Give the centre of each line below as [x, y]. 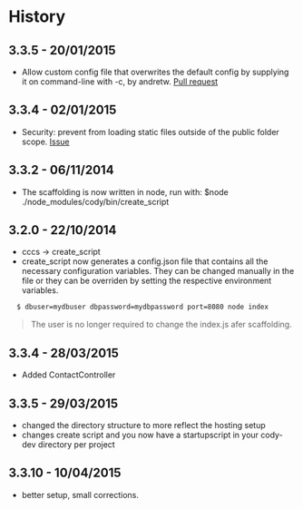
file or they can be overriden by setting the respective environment [147, 281]
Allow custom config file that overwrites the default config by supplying [155, 72]
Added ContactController [68, 375]
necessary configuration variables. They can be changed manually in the [158, 271]
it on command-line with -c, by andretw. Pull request [120, 82]
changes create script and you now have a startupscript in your [140, 435]
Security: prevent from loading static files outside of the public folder [151, 132]
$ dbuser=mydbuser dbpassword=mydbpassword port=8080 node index [143, 307]
